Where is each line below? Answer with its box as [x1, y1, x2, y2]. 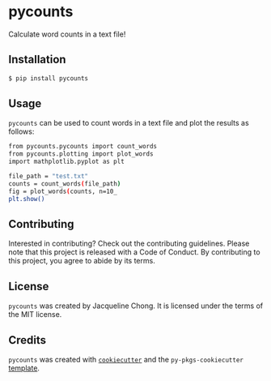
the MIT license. [8, 310, 62, 319]
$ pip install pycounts [8, 74, 89, 83]
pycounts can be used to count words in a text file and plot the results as [8, 118, 249, 128]
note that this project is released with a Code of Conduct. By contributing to [8, 247, 260, 257]
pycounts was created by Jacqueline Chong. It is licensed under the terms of [8, 301, 264, 310]
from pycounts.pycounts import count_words [8, 143, 158, 151]
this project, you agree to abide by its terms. [8, 256, 155, 266]
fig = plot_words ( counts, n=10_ [8, 187, 117, 195]
